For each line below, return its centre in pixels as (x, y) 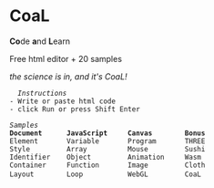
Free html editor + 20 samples (66, 58)
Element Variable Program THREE (107, 141)
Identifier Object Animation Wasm (106, 157)
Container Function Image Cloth (107, 165)
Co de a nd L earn (40, 41)
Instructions (42, 93)
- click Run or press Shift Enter (75, 109)
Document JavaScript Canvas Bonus (107, 133)
